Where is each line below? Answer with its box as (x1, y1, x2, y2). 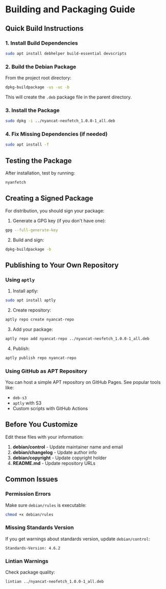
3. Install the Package (5, 107, 60, 114)
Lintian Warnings (5, 557, 49, 564)
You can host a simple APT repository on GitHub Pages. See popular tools (5, 379, 161, 385)
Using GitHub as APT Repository (5, 368, 88, 375)
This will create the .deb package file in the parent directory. (5, 94, 132, 100)
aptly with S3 (12, 400, 42, 406)
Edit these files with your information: (5, 434, 84, 440)
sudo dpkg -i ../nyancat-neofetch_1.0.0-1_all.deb (5, 118, 115, 124)
